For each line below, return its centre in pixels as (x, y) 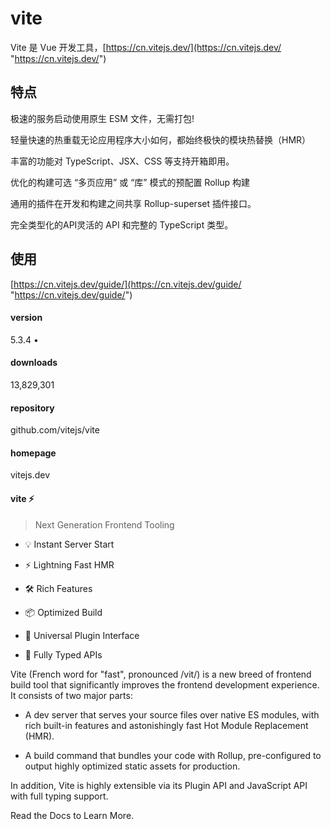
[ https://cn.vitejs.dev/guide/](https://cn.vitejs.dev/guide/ (126, 284)
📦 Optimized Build (63, 612)
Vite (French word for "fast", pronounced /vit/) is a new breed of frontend (161, 674)
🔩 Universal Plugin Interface (82, 635)
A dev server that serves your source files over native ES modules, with (172, 714)
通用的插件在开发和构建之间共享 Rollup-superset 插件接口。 (133, 203)
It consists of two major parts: (71, 695)
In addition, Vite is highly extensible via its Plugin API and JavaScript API (159, 785)
